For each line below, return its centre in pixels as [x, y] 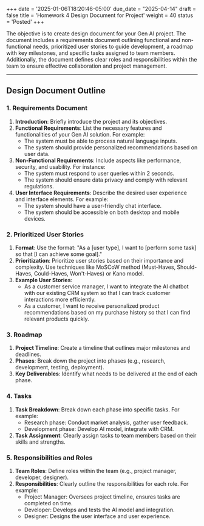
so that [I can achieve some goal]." [58, 254]
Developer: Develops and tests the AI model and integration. [99, 510]
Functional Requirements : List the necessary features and [88, 128]
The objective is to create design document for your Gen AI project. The [96, 34]
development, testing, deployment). [59, 368]
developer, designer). [42, 477]
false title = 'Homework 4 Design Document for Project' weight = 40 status [100, 15]
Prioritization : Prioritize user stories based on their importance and [99, 260]
